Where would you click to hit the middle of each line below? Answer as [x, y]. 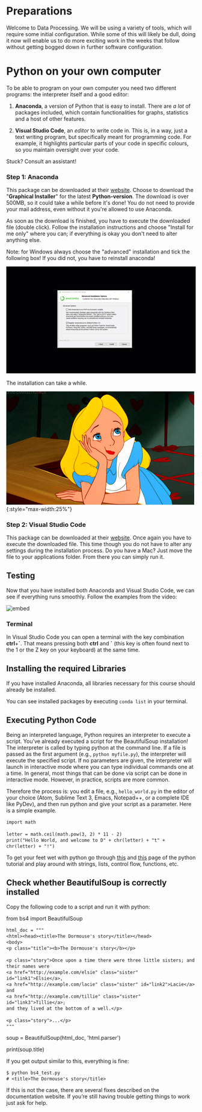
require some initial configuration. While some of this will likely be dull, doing [101, 34]
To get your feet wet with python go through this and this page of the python [101, 857]
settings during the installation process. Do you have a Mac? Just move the [99, 550]
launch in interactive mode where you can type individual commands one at [100, 766]
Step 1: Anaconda [32, 177]
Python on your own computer [84, 71]
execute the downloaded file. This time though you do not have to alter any [99, 544]
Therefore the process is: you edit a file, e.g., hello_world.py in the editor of [100, 791]
